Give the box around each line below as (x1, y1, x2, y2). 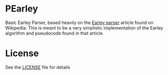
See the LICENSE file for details (5, 64, 70, 70)
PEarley (5, 3, 38, 14)
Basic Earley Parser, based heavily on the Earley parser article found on (5, 19, 153, 25)
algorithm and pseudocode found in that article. (5, 30, 104, 36)
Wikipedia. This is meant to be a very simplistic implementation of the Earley (5, 24, 163, 30)
